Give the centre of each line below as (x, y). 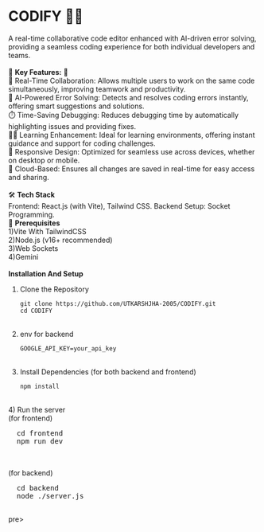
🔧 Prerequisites (34, 223)
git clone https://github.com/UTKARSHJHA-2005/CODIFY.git (118, 303)
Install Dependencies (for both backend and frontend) (108, 372)
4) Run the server (37, 409)
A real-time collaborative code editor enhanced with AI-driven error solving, (132, 38)
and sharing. (29, 177)
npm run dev (40, 441)
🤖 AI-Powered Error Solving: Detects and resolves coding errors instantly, (128, 97)
